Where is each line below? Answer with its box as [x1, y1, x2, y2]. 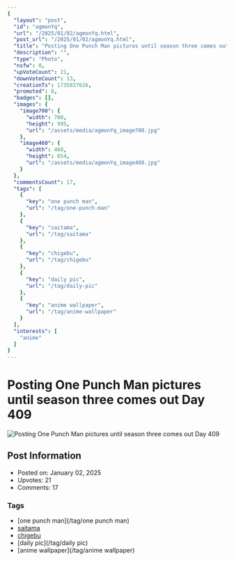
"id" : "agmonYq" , [13, 23, 64, 30]
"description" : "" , [13, 49, 70, 56]
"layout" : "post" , [13, 17, 68, 24]
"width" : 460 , [25, 146, 68, 153]
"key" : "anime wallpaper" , [25, 302, 104, 309]
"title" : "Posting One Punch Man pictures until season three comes [13, 43, 217, 49]
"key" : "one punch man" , [25, 198, 98, 206]
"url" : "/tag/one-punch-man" [25, 205, 111, 212]
